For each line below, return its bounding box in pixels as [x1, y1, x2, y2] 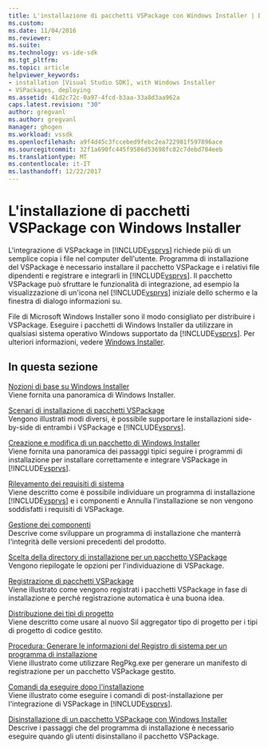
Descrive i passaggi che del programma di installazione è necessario [8, 723, 235, 732]
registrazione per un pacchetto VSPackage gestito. [8, 666, 176, 676]
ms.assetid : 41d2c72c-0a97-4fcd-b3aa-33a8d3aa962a [8, 93, 180, 101]
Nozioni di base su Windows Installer [8, 381, 130, 391]
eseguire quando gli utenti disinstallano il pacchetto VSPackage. [8, 731, 219, 741]
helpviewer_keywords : [8, 71, 81, 79]
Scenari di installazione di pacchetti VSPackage [8, 405, 165, 415]
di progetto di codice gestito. [8, 625, 104, 635]
